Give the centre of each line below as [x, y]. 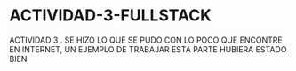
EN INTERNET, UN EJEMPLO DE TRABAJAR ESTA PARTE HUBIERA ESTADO [148, 49]
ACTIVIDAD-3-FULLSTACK [110, 16]
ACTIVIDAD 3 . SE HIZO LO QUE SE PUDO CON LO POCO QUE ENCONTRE [146, 40]
